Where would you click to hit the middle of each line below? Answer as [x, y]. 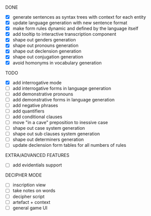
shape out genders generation [44, 40]
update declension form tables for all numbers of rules [69, 145]
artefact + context [31, 202]
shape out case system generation [49, 128]
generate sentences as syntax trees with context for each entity [79, 17]
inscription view [29, 185]
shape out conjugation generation [48, 57]
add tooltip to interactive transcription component [64, 34]
